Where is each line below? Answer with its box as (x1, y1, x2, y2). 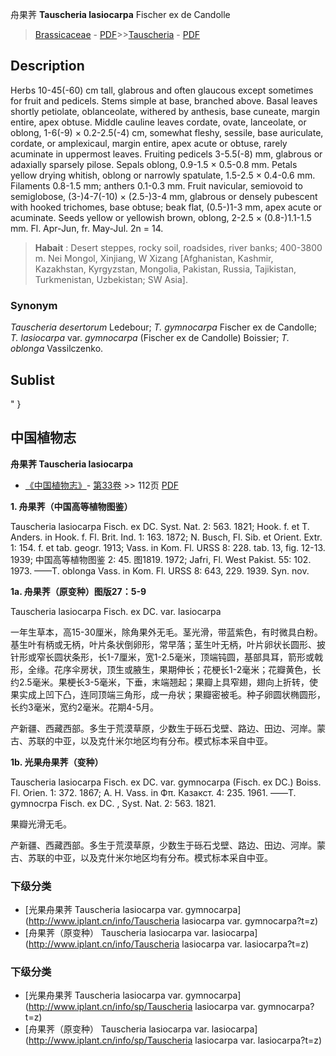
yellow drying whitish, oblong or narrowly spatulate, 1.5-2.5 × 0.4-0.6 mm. (10, 169, 316, 181)
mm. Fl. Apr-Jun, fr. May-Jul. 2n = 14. (10, 222, 164, 234)
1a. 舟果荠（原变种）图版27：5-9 (10, 585, 147, 597)
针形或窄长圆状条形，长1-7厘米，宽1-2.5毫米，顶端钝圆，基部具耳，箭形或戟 (10, 651, 324, 663)
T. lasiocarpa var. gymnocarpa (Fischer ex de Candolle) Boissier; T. (10, 332, 290, 344)
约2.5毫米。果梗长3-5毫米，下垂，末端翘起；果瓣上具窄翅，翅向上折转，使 (10, 676, 319, 688)
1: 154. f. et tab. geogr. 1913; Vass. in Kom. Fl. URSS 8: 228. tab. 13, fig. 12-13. (10, 541, 326, 553)
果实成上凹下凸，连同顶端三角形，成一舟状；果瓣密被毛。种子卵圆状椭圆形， (10, 688, 326, 700)
